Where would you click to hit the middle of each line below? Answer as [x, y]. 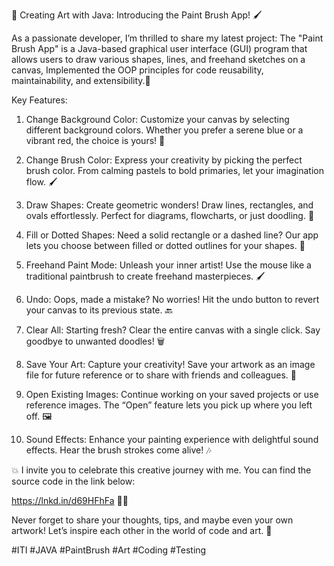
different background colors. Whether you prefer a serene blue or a [164, 130]
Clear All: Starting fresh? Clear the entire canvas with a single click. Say [173, 330]
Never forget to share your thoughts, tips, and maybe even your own [152, 520]
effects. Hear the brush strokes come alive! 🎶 [118, 450]
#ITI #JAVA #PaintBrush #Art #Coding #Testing [109, 550]
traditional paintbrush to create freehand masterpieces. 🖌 [145, 276]
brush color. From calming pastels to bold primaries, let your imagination [174, 170]
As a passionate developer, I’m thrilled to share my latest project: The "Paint [167, 38]
